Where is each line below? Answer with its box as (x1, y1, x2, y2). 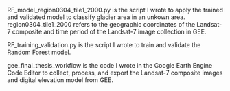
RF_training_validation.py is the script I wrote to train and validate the (7, 41, 201, 49)
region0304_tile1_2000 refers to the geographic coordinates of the (7, 21, 196, 28)
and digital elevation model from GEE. (7, 76, 113, 84)
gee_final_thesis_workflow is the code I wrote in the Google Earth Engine (7, 62, 213, 69)
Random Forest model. (7, 48, 71, 56)
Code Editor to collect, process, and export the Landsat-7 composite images (7, 68, 223, 77)
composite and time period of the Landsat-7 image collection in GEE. (12, 27, 207, 36)
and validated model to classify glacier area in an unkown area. (7, 13, 185, 21)
